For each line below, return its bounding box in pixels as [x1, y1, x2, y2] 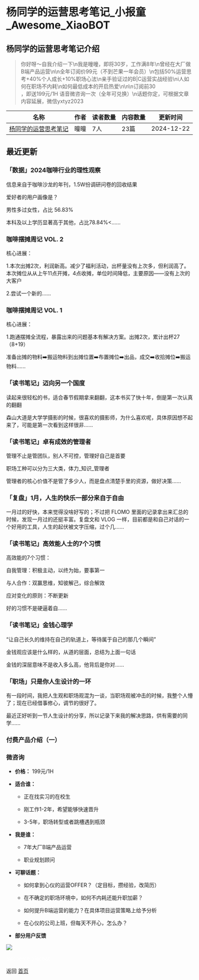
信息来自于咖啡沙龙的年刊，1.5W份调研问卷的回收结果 [6, 181, 137, 188]
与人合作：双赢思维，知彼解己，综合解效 [6, 579, 105, 586]
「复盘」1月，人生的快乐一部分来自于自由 [6, 494, 124, 502]
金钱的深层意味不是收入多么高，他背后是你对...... [6, 661, 124, 668]
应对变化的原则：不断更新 [6, 592, 69, 599]
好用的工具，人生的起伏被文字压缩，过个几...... [11, 523, 124, 530]
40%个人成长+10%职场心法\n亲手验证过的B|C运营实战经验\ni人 [29, 76, 185, 82]
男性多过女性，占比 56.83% [6, 206, 74, 213]
